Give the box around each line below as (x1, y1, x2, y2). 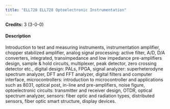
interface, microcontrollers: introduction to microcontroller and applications (5, 77, 163, 83)
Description (5, 33, 31, 39)
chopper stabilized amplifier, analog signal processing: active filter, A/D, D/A (5, 49, 165, 56)
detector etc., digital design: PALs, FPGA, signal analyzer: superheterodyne (5, 65, 163, 71)
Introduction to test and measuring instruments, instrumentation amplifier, (5, 44, 160, 50)
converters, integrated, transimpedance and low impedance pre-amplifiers (5, 55, 162, 61)
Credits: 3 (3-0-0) (5, 21, 44, 27)
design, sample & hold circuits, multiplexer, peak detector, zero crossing (5, 60, 157, 66)
